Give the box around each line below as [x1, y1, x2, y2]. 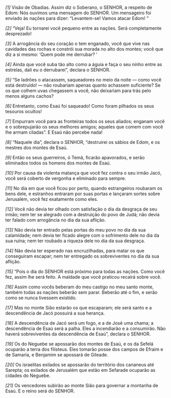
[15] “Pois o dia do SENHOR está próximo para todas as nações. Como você [5, 268, 165, 275]
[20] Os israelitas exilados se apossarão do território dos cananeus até [5, 362, 154, 368]
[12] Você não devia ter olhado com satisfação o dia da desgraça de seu [5, 206, 157, 212]
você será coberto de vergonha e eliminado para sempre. [5, 175, 126, 181]
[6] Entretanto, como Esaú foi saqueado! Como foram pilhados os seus [5, 103, 154, 109]
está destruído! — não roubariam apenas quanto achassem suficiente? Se [5, 82, 161, 88]
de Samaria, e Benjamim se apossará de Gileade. [5, 352, 108, 358]
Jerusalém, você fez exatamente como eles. [5, 196, 99, 202]
